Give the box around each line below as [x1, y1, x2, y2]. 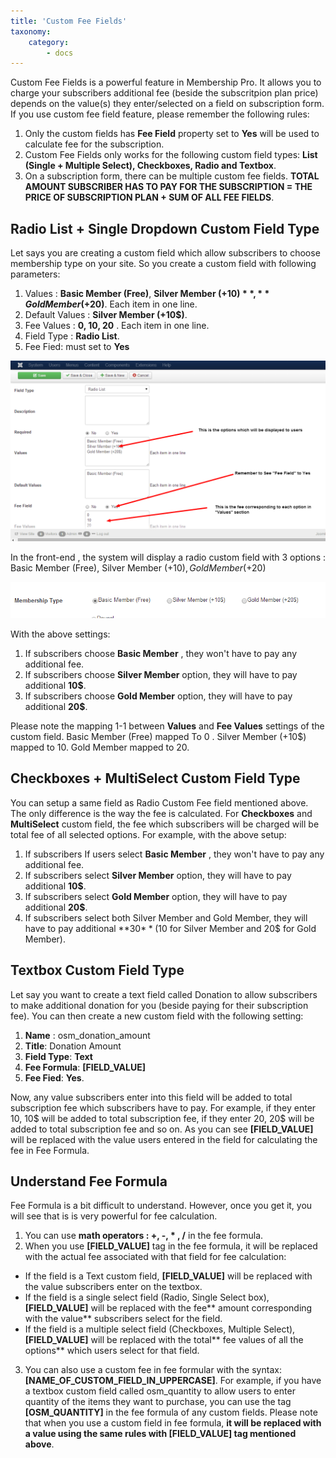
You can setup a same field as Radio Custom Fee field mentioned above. [10, 796, 309, 809]
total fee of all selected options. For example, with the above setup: [10, 828, 287, 840]
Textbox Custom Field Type [10, 962, 185, 979]
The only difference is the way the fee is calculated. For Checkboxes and [10, 807, 313, 819]
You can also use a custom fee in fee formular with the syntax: [24, 1364, 282, 1376]
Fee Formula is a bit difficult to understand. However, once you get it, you [10, 1200, 313, 1212]
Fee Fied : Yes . [24, 1071, 85, 1084]
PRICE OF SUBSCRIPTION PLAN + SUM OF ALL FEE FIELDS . [24, 191, 275, 204]
